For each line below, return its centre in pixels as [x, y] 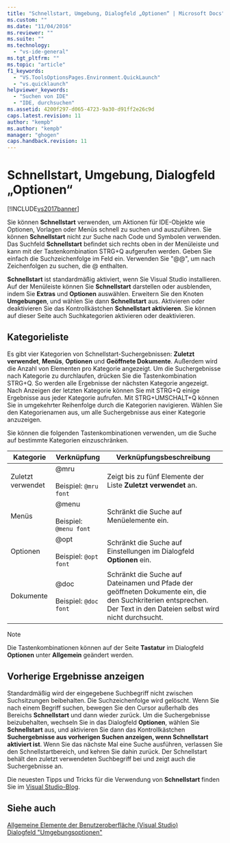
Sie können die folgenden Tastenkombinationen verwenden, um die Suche [112, 433]
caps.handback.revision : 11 [47, 142]
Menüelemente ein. [138, 520]
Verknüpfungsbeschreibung [163, 457]
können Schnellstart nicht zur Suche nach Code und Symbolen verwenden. [114, 237]
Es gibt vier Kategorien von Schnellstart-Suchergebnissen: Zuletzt [101, 354]
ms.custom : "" [27, 20]
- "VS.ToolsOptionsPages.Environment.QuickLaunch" [87, 77]
